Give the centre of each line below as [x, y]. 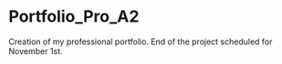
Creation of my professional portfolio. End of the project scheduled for [141, 41]
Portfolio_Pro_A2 [74, 17]
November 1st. [36, 50]
